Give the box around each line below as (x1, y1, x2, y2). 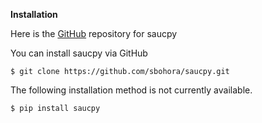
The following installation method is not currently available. (10, 84, 253, 96)
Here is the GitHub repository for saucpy (10, 28, 178, 39)
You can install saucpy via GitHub (10, 47, 148, 59)
